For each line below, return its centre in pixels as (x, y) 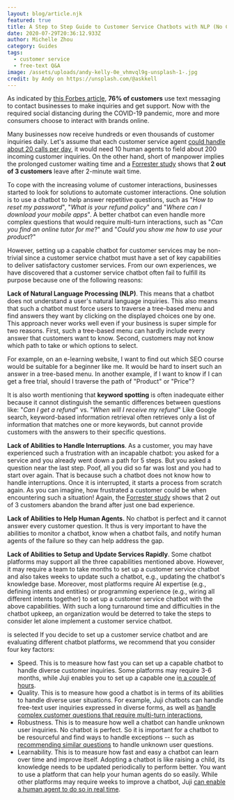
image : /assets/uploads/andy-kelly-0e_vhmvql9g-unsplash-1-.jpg (102, 72)
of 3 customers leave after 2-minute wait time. (74, 171)
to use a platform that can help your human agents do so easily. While (117, 774)
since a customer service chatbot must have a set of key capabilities (123, 258)
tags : (15, 53)
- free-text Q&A (37, 66)
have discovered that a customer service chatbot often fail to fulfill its (107, 272)
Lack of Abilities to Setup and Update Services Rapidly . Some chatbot (109, 554)
